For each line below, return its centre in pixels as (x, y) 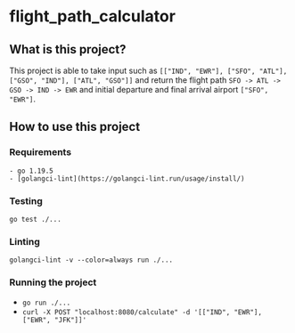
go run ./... (46, 303)
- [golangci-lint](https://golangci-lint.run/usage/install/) (127, 179)
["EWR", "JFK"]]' (54, 320)
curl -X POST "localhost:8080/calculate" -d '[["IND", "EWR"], (142, 312)
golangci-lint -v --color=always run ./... (91, 260)
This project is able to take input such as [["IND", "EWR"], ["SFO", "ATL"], (148, 70)
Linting (25, 241)
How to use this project (75, 127)
